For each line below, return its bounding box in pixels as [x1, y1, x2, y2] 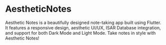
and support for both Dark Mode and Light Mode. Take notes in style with [5, 30, 156, 36]
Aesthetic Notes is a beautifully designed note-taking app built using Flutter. [5, 20, 162, 25]
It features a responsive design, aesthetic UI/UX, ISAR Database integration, [5, 24, 161, 30]
